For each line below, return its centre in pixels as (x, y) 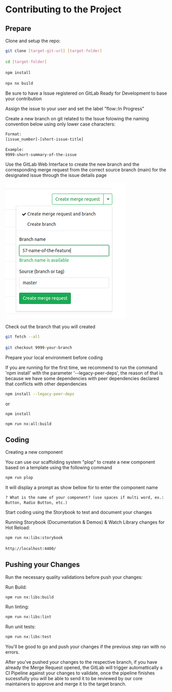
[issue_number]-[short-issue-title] (44, 139)
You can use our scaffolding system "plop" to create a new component (80, 462)
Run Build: (16, 587)
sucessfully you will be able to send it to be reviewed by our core (74, 679)
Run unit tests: (21, 627)
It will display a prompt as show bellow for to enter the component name (82, 488)
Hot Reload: (18, 528)
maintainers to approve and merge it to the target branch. (66, 684)
